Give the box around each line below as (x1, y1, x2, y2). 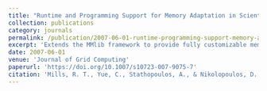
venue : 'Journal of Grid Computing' (8, 56, 130, 64)
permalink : (8, 33, 44, 42)
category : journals (8, 26, 73, 34)
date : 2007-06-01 (8, 48, 66, 56)
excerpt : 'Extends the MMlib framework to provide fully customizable (8, 41, 247, 49)
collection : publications (8, 19, 94, 27)
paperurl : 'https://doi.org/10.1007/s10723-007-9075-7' (8, 63, 197, 71)
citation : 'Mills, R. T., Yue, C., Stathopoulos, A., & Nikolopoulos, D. (8, 70, 258, 78)
